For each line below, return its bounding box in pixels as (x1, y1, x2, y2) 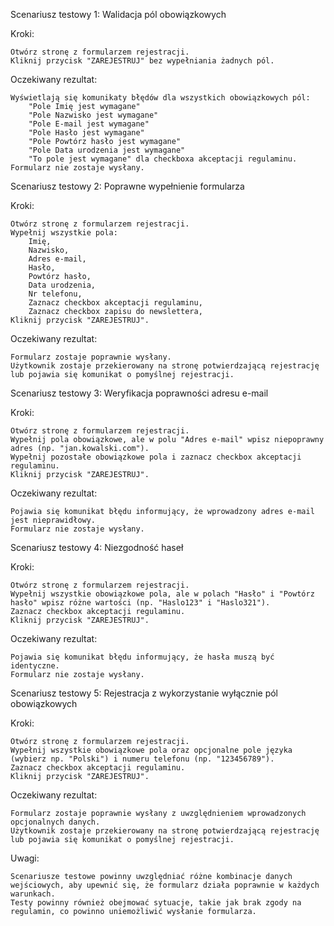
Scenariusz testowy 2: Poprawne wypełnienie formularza (10, 180, 245, 192)
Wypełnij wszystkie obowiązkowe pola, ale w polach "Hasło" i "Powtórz (10, 589, 315, 599)
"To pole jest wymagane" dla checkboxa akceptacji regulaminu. (28, 154, 298, 164)
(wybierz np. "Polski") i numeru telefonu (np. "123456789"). (10, 754, 275, 764)
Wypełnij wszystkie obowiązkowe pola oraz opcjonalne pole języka (10, 745, 293, 755)
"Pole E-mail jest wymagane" (28, 119, 150, 129)
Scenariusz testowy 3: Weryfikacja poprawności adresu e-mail (10, 387, 269, 399)
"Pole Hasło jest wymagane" (28, 128, 145, 138)
